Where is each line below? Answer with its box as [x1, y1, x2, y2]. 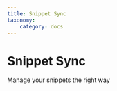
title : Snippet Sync [7, 10, 67, 17]
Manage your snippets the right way [7, 76, 111, 84]
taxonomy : [7, 17, 36, 24]
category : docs [19, 23, 64, 30]
